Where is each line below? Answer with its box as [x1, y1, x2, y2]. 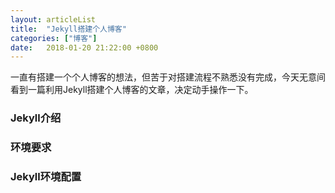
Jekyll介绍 [10, 111, 62, 125]
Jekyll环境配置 [10, 170, 82, 184]
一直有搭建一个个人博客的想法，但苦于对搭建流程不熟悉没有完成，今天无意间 [10, 71, 326, 83]
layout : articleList [10, 14, 97, 25]
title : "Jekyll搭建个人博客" [10, 24, 127, 34]
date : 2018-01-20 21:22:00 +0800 [10, 42, 159, 53]
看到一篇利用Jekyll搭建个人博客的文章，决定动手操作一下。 [10, 84, 254, 96]
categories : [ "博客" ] [10, 33, 98, 43]
